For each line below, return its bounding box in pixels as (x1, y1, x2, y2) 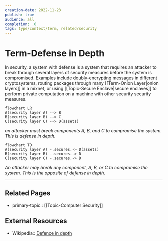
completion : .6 (5, 21, 37, 27)
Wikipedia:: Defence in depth (12, 230, 72, 236)
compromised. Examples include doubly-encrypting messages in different (5, 75, 157, 81)
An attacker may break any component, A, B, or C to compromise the (5, 165, 148, 171)
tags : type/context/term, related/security (5, 26, 97, 31)
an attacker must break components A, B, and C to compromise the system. (5, 128, 162, 134)
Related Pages (5, 189, 51, 198)
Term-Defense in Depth (5, 48, 105, 59)
